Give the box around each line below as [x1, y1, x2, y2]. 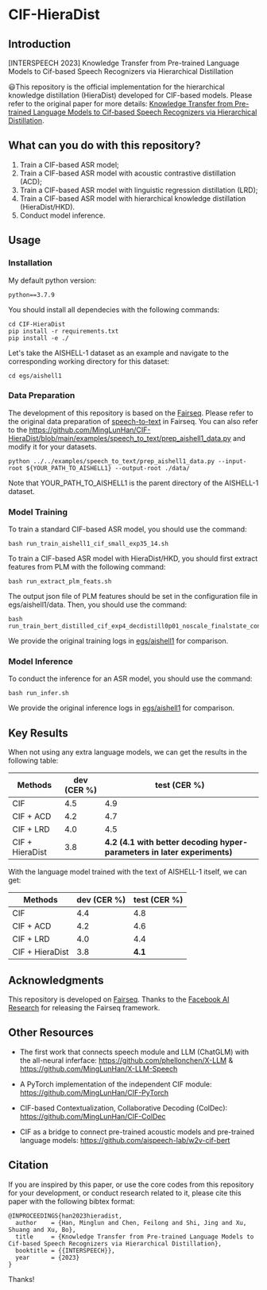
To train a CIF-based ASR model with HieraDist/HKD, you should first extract [8, 554, 258, 563]
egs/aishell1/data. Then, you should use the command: [8, 600, 188, 609]
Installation [8, 257, 53, 268]
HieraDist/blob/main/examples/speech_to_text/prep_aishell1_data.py [8, 433, 232, 442]
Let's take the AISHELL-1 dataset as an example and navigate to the [8, 348, 229, 357]
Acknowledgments [8, 973, 105, 987]
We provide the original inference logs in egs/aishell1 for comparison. [8, 703, 235, 713]
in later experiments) [151, 847, 233, 858]
